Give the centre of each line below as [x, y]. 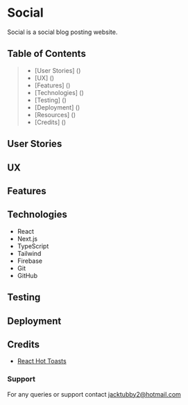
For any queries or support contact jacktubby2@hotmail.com [94, 394]
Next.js [27, 239]
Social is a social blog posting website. [62, 32]
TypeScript [33, 246]
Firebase [30, 261]
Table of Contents [47, 54]
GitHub [27, 275]
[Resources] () [55, 114]
